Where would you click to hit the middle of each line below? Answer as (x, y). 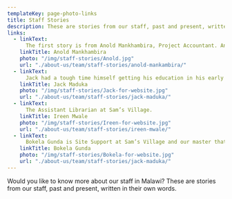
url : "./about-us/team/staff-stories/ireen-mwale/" (95, 129)
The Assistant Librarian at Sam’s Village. (89, 110)
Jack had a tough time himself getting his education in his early (125, 78)
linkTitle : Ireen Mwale (54, 116)
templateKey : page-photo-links (52, 13)
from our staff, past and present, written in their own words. (92, 188)
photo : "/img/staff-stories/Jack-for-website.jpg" (94, 91)
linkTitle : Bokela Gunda (55, 149)
